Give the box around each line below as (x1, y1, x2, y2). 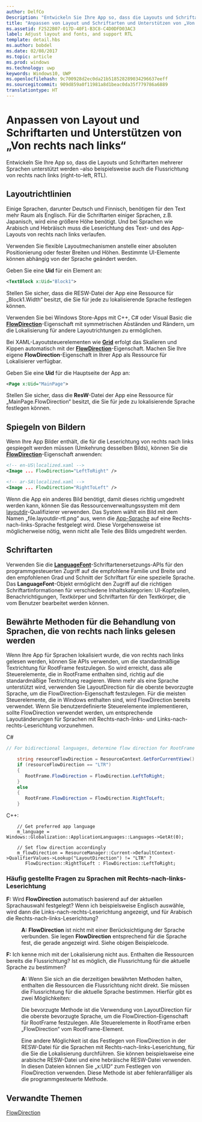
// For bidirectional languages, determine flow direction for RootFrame (6, 745, 195, 751)
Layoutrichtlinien (6, 189, 72, 199)
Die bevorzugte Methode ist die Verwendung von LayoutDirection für (21, 1006, 192, 1014)
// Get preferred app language (17, 824, 96, 830)
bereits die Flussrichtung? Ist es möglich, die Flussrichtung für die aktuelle (6, 957, 191, 965)
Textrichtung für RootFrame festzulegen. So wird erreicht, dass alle (6, 664, 173, 672)
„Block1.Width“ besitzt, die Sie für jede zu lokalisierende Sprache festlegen (6, 296, 192, 303)
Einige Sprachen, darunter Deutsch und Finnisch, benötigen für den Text (6, 205, 186, 212)
